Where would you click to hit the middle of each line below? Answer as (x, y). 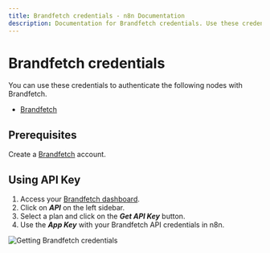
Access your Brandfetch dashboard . (80, 199)
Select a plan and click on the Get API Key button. (102, 216)
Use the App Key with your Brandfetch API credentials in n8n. (122, 225)
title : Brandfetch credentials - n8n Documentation (96, 16)
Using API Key (45, 179)
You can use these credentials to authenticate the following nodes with (126, 85)
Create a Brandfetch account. (57, 155)
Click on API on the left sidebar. (72, 208)
